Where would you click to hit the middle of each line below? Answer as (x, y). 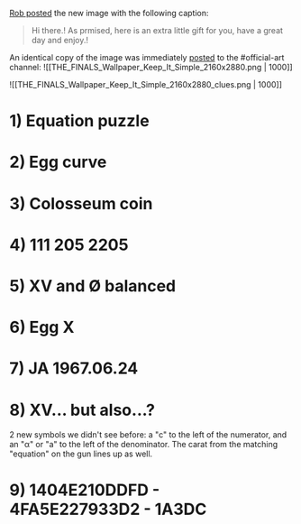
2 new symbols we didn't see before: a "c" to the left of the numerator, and (148, 435)
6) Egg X (42, 327)
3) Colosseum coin (81, 203)
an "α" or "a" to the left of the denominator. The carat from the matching (144, 445)
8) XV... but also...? (82, 410)
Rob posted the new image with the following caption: (109, 13)
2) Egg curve (58, 162)
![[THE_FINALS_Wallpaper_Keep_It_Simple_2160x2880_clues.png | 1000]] (146, 84)
